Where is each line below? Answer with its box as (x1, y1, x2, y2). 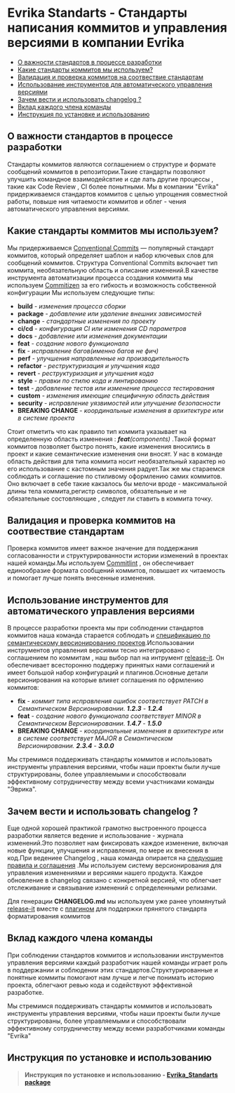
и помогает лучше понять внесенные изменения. (7, 573, 156, 583)
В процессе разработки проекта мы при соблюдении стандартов (7, 624, 204, 632)
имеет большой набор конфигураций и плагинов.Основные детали (7, 668, 208, 677)
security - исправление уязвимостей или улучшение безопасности (17, 398, 221, 407)
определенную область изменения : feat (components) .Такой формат (7, 435, 216, 443)
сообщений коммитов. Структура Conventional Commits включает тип (7, 258, 218, 267)
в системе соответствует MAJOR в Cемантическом (17, 734, 173, 742)
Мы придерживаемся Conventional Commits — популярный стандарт (7, 243, 214, 252)
